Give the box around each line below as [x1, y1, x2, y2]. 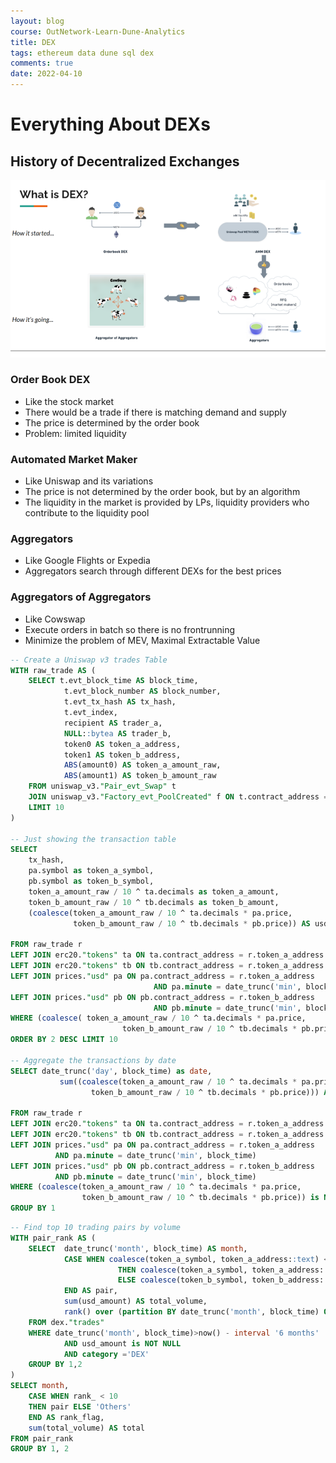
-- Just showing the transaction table [10, 834, 177, 844]
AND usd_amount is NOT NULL [63, 1338, 182, 1349]
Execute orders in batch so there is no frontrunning [24, 623, 236, 635]
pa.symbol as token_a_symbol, [28, 866, 155, 876]
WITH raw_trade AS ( [10, 665, 97, 675]
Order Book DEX [10, 373, 91, 387]
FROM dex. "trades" [28, 1317, 105, 1327]
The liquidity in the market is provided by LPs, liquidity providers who [24, 496, 310, 509]
